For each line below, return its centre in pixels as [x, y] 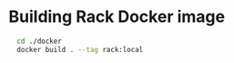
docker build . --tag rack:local [80, 49]
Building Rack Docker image [117, 17]
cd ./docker [40, 41]
